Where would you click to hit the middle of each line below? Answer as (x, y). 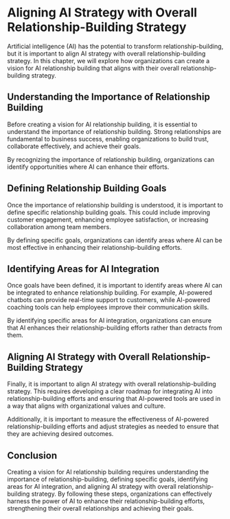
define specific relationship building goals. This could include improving (109, 212)
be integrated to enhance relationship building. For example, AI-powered (110, 292)
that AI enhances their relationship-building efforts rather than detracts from (115, 328)
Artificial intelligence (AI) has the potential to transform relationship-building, (115, 46)
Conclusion (32, 455)
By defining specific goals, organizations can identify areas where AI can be (115, 240)
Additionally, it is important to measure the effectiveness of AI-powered (108, 419)
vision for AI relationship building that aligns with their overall (93, 68)
